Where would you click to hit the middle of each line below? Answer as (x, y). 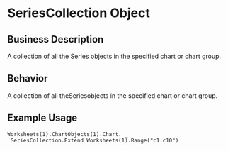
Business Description (56, 39)
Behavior (28, 78)
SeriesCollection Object (79, 13)
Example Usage (42, 118)
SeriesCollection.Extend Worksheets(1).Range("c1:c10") (95, 140)
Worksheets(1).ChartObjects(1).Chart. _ (68, 134)
